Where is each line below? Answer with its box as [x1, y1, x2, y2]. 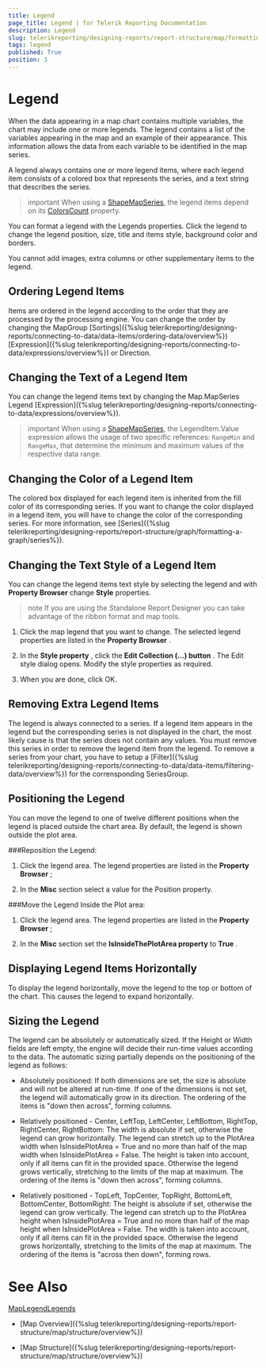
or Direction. [110, 348, 152, 357]
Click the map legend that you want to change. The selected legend [19, 627, 241, 636]
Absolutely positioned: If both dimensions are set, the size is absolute [19, 1076, 247, 1086]
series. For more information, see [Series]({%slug [8, 518, 170, 528]
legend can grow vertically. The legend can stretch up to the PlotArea [19, 1208, 247, 1217]
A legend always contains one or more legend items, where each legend [8, 165, 244, 174]
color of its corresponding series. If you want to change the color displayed [8, 502, 254, 511]
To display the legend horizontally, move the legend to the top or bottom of [8, 983, 253, 992]
